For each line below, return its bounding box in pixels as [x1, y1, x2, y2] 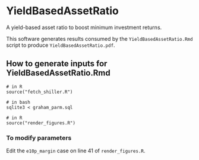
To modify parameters [6, 133, 72, 142]
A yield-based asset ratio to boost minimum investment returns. [6, 24, 162, 31]
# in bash [6, 99, 31, 105]
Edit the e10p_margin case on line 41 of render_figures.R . [6, 147, 146, 155]
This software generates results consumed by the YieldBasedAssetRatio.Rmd [6, 35, 193, 42]
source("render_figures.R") [6, 120, 76, 126]
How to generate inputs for [6, 59, 108, 69]
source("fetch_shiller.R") [6, 89, 73, 95]
